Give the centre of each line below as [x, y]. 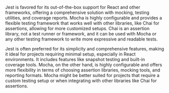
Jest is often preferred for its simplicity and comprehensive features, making [85, 49]
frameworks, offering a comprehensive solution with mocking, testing [77, 12]
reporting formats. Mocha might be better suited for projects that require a [82, 75]
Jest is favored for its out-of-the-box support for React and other [73, 7]
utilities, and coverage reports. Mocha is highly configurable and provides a [84, 18]
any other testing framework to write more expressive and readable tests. [81, 39]
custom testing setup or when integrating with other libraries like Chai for [81, 80]
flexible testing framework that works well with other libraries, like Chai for [82, 23]
